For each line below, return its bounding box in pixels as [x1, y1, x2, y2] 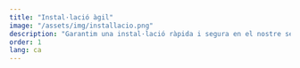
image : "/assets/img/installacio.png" [9, 21, 154, 30]
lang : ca [9, 46, 42, 55]
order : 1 [9, 37, 42, 47]
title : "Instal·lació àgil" [9, 12, 114, 22]
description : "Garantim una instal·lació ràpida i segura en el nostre [9, 29, 281, 38]
